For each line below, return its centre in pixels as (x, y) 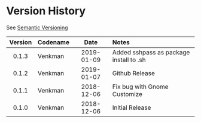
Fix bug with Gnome (140, 87)
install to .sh (129, 60)
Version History (46, 11)
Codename (54, 42)
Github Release (134, 73)
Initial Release (132, 107)
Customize (127, 94)
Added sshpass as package (151, 52)
